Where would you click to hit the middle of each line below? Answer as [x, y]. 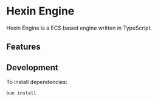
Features [23, 47]
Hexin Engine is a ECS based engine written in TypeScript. [79, 28]
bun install [21, 93]
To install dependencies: [37, 82]
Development [33, 67]
